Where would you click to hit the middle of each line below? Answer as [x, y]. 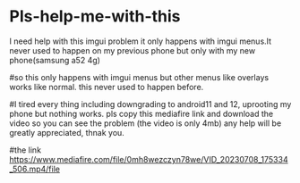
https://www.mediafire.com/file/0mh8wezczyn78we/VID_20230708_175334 [149, 159]
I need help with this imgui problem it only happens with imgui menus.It [140, 41]
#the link [26, 150]
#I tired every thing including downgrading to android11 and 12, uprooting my [150, 104]
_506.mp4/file [35, 169]
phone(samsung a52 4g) [55, 60]
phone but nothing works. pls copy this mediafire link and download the [141, 113]
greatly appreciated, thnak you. [67, 132]
